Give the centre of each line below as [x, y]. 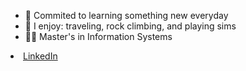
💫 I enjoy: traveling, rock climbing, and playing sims [130, 26]
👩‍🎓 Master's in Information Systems [98, 36]
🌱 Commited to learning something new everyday [126, 15]
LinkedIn [40, 56]
